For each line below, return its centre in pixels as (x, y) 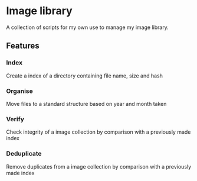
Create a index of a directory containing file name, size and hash (85, 76)
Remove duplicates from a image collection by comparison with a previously (99, 166)
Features (23, 46)
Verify (15, 119)
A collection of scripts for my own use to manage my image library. (88, 27)
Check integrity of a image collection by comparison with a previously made (98, 132)
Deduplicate (24, 154)
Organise (20, 91)
